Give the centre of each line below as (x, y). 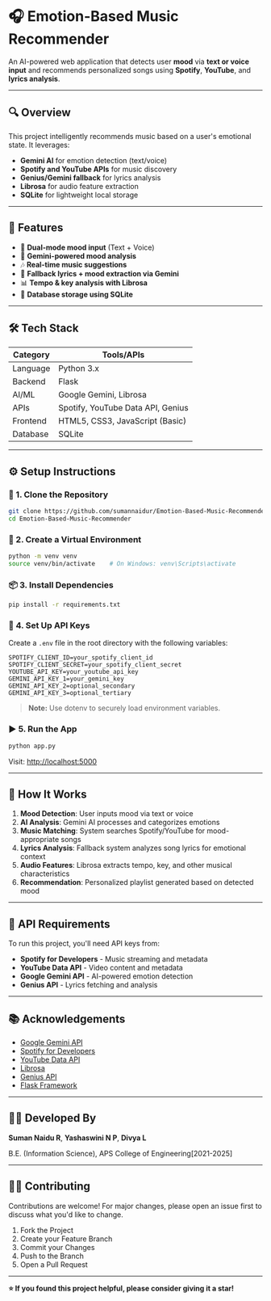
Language (31, 368)
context (33, 857)
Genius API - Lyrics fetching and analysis (89, 985)
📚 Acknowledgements (67, 1019)
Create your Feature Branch (66, 1239)
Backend (29, 381)
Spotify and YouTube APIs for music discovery (98, 169)
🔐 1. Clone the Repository (58, 495)
